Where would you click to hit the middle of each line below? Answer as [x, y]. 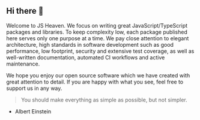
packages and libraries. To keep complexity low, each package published [97, 32]
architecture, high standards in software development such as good [90, 44]
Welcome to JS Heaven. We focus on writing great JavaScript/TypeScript [97, 25]
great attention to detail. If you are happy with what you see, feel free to [95, 82]
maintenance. [23, 64]
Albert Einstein [33, 111]
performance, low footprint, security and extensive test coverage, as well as [100, 51]
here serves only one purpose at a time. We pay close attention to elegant [98, 38]
